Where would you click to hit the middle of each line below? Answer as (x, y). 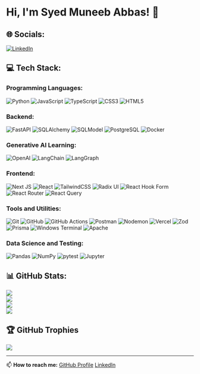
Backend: (20, 117)
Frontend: (21, 174)
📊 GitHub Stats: (37, 276)
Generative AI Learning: (41, 145)
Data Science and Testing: (45, 243)
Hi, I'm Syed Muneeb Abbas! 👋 (83, 12)
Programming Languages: (45, 88)
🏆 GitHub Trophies (43, 330)
